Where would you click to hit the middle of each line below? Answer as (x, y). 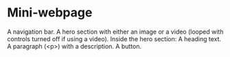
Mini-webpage (50, 13)
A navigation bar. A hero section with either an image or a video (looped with (115, 32)
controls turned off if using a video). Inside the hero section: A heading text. (114, 38)
